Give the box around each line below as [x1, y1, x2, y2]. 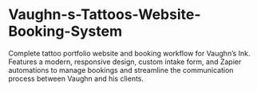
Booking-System [8, 22, 123, 40]
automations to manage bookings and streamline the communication [8, 65, 234, 74]
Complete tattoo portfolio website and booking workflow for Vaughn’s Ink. [8, 48, 251, 58]
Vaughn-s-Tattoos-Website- [8, 6, 201, 24]
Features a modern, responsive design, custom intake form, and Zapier [8, 57, 242, 66]
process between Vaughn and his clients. [8, 74, 144, 83]
